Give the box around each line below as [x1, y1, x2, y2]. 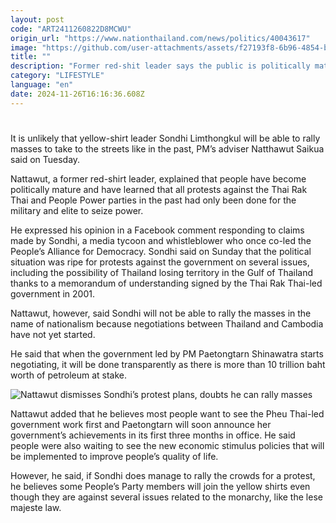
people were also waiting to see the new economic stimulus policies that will [10, 439, 325, 451]
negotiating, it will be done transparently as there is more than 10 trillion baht [10, 358, 326, 370]
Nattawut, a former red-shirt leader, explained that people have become [10, 172, 307, 185]
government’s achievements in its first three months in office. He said [10, 429, 296, 441]
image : [10, 42, 38, 53]
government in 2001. [10, 287, 95, 300]
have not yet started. [10, 328, 96, 340]
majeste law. [10, 501, 62, 513]
